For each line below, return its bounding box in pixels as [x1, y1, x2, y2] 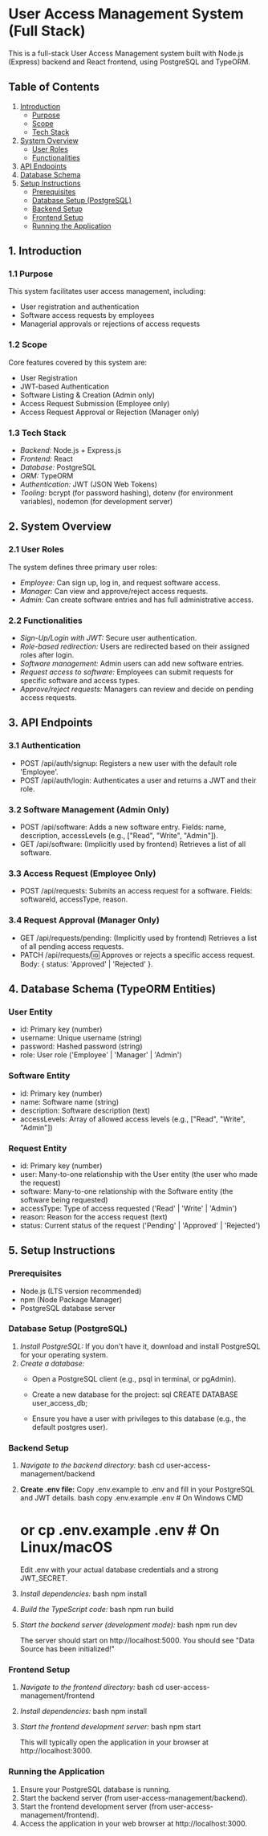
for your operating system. [19, 1350, 108, 1359]
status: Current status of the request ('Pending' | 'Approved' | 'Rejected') [19, 1220, 261, 1230]
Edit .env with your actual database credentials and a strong [19, 1565, 219, 1574]
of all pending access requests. [19, 941, 124, 951]
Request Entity [8, 1142, 67, 1154]
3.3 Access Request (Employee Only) [8, 868, 156, 879]
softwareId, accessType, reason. [19, 894, 128, 904]
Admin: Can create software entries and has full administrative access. [19, 595, 254, 605]
